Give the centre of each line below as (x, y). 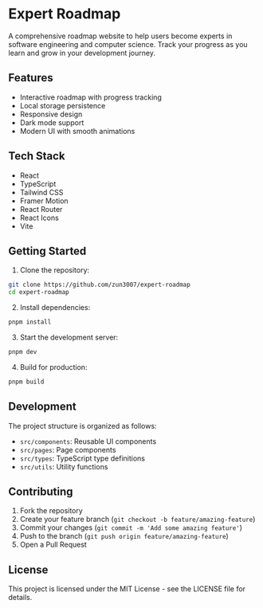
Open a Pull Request (53, 545)
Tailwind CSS (41, 192)
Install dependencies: (55, 308)
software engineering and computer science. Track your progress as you (128, 44)
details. (20, 598)
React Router (41, 209)
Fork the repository (51, 511)
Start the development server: (69, 337)
